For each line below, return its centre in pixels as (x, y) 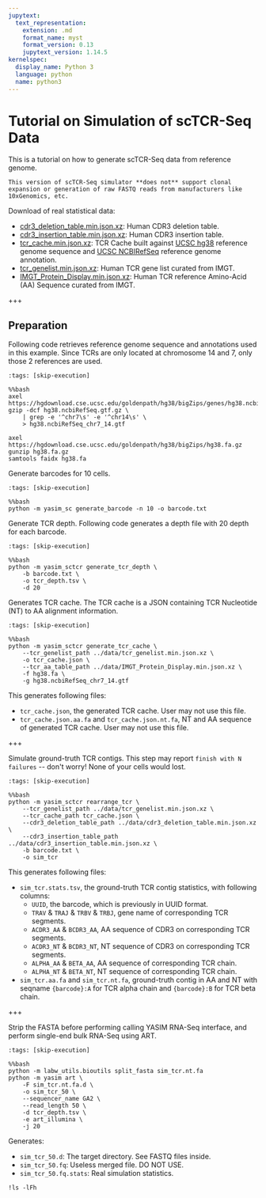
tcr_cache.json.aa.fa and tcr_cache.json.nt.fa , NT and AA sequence (135, 719)
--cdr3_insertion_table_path (70, 837)
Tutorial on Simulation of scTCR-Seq (130, 121)
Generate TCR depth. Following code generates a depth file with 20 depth (129, 524)
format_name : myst (53, 38)
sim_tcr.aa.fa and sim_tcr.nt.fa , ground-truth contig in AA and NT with (139, 980)
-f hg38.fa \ (44, 674)
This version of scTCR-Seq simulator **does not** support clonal (120, 183)
